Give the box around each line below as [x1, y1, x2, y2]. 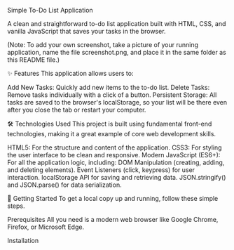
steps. [7, 202, 25, 210]
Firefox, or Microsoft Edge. [7, 223, 85, 231]
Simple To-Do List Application [7, 6, 93, 14]
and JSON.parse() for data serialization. [7, 180, 122, 189]
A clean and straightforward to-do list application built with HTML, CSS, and [7, 20, 226, 27]
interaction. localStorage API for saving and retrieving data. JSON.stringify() [7, 173, 226, 181]
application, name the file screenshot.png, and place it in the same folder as [7, 48, 226, 56]
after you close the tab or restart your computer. [7, 105, 146, 114]
